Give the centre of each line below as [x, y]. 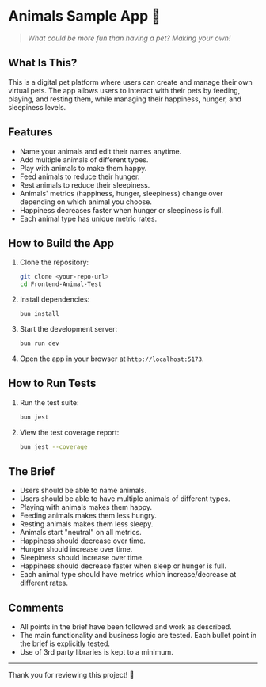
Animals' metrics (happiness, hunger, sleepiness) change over [121, 193]
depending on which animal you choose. [86, 202]
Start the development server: [68, 329]
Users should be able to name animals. [83, 491]
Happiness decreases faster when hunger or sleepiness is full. [122, 210]
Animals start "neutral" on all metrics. [81, 533]
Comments [36, 607]
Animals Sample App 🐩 [84, 16]
